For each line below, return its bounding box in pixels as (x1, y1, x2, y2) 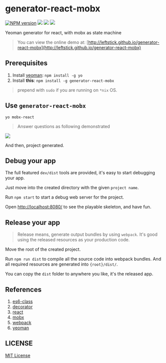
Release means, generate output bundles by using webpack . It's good (17, 231, 158, 237)
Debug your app (5, 156, 56, 165)
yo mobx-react (5, 115, 35, 120)
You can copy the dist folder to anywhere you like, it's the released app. (5, 271, 154, 277)
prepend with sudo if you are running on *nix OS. (17, 87, 118, 93)
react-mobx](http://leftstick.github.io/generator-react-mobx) (17, 44, 141, 50)
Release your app (5, 218, 61, 226)
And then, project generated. (5, 142, 65, 148)
